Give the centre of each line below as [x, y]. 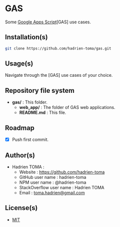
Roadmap [20, 128]
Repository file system [40, 90]
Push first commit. [30, 140]
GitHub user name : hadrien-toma [53, 177]
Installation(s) [27, 37]
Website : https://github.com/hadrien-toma [62, 172]
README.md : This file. [43, 113]
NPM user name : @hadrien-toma [53, 182]
